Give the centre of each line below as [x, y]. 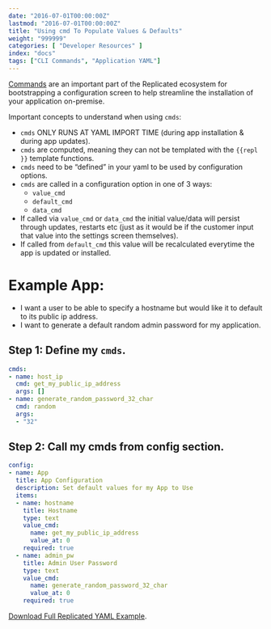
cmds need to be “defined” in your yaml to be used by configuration [131, 167]
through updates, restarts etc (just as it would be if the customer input [137, 226]
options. [34, 175]
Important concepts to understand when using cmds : [95, 116]
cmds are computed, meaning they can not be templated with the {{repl [139, 150]
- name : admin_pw [45, 555]
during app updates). [55, 141]
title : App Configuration [59, 481]
